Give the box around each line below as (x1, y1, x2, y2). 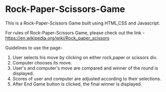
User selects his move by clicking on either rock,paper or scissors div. (12, 54, 158, 60)
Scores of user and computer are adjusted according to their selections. (12, 75, 161, 81)
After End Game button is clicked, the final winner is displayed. (12, 81, 142, 87)
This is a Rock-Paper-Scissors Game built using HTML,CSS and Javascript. (5, 20, 160, 26)
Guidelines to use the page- (5, 44, 63, 50)
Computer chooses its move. (12, 59, 72, 65)
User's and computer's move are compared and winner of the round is (12, 65, 158, 71)
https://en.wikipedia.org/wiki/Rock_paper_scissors (5, 35, 109, 41)
